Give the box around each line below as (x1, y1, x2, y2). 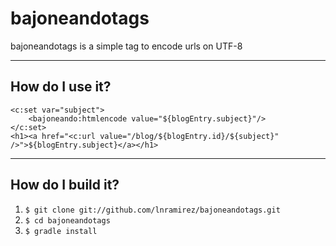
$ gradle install (24, 226, 98, 236)
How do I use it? (10, 78, 112, 96)
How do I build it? (10, 177, 120, 194)
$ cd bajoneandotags (24, 215, 111, 226)
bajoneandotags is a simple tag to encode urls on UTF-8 (10, 40, 243, 52)
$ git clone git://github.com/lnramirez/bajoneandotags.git (24, 205, 281, 215)
